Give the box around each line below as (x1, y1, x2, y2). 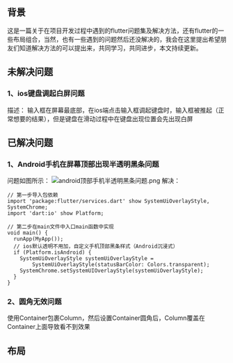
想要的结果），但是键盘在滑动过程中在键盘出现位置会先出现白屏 (13, 114, 193, 123)
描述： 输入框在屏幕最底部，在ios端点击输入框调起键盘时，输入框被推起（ (7, 106, 219, 114)
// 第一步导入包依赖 (7, 192, 58, 199)
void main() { (7, 229, 49, 236)
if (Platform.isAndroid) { (13, 249, 92, 256)
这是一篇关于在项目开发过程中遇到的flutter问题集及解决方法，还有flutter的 (7, 26, 218, 35)
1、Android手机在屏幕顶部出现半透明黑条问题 (7, 159, 159, 169)
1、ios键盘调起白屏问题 (7, 89, 85, 99)
